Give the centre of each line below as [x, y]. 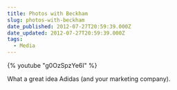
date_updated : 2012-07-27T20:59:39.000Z [66, 33]
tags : [15, 39]
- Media [25, 46]
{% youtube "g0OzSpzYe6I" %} [52, 65]
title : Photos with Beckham [48, 13]
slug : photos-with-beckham [46, 20]
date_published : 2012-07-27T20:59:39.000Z [69, 26]
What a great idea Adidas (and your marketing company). [89, 79]
